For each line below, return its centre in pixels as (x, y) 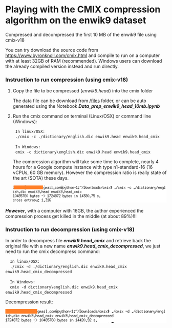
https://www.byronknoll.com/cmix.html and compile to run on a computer (83, 55)
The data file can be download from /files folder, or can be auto (80, 101)
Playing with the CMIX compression (83, 9)
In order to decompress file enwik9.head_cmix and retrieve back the (78, 241)
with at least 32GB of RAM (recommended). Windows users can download (84, 61)
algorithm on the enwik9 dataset (76, 20)
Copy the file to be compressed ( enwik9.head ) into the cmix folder (83, 91)
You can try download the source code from (52, 50)
